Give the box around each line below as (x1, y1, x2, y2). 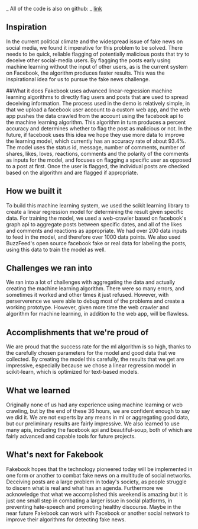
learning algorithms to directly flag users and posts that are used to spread (6, 93, 188, 100)
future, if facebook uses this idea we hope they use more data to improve (6, 131, 185, 138)
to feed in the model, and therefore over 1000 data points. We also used (6, 233, 181, 241)
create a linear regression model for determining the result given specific (6, 208, 184, 215)
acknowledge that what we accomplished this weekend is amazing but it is (6, 490, 188, 498)
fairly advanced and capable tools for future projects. (6, 432, 136, 440)
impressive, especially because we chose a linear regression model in (6, 362, 176, 369)
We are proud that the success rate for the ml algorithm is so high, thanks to (6, 343, 191, 350)
